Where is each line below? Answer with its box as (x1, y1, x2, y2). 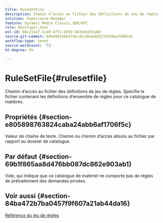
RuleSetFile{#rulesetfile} (5, 73, 107, 84)
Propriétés (5, 113, 38, 121)
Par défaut (5, 152, 37, 161)
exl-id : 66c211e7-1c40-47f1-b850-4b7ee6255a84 (5, 30, 101, 34)
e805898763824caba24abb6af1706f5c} (5, 120, 132, 129)
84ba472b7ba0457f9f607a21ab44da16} (5, 199, 130, 208)
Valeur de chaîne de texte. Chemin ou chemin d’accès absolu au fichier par (5, 134, 155, 139)
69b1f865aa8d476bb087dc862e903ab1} (5, 160, 132, 168)
